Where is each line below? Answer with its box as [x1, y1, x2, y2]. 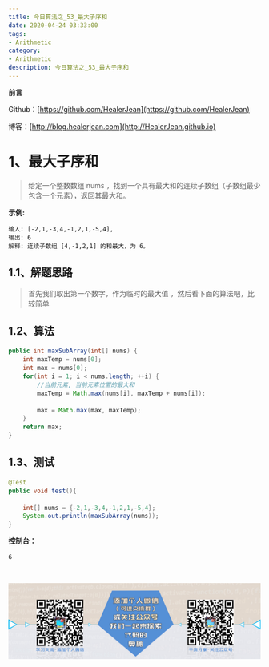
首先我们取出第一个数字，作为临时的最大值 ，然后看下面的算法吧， [27, 288, 248, 298]
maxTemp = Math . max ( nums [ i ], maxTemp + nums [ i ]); [37, 389, 206, 397]
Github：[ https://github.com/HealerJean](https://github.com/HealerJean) [8, 104, 250, 114]
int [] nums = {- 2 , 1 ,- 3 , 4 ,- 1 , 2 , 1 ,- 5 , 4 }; [22, 504, 156, 512]
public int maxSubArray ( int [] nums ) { [8, 347, 138, 356]
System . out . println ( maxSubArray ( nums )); [22, 512, 159, 520]
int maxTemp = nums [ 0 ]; [22, 356, 102, 364]
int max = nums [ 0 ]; [22, 364, 88, 372]
